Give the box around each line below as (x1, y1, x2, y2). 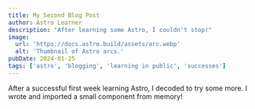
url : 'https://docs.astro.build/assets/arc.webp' (15, 40, 180, 48)
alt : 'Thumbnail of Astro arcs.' (15, 47, 125, 55)
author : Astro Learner (8, 19, 82, 26)
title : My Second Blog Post (8, 11, 100, 19)
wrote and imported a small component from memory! (8, 91, 183, 101)
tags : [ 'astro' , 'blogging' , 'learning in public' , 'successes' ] (8, 62, 227, 70)
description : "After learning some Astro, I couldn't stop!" (8, 26, 213, 33)
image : (8, 33, 30, 41)
